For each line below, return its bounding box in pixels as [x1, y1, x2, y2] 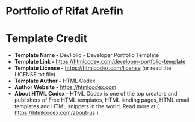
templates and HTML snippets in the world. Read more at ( [14, 103, 159, 110]
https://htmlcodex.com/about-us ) [14, 109, 99, 117]
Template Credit [5, 32, 88, 46]
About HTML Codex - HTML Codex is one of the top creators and [14, 90, 178, 97]
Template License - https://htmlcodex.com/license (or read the [14, 64, 172, 72]
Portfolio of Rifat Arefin [5, 4, 124, 18]
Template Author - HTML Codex [14, 77, 96, 85]
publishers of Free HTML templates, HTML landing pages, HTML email [14, 96, 190, 103]
